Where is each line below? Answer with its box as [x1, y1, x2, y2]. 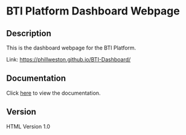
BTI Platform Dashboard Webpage [6, 4, 180, 18]
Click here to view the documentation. [6, 89, 101, 96]
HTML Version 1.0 [6, 122, 50, 130]
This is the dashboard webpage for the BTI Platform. [6, 44, 136, 51]
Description [6, 28, 51, 39]
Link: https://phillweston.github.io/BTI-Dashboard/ [6, 56, 131, 63]
